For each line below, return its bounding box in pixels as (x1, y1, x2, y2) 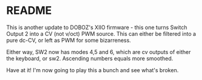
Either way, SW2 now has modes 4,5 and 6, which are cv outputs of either (6, 48, 191, 55)
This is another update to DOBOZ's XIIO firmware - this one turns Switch (6, 24, 187, 31)
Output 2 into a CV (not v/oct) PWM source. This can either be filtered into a (6, 30, 196, 37)
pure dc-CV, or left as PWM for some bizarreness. (6, 36, 132, 44)
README (6, 4, 52, 18)
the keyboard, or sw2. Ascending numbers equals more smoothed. (6, 55, 173, 62)
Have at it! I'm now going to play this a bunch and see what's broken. (6, 66, 179, 73)
